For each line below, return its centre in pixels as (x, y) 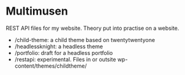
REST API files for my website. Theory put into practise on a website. (92, 28)
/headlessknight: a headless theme (59, 46)
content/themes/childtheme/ (51, 66)
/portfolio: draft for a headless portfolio (64, 52)
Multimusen (37, 11)
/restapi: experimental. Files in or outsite (65, 59)
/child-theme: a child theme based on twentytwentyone (85, 40)
